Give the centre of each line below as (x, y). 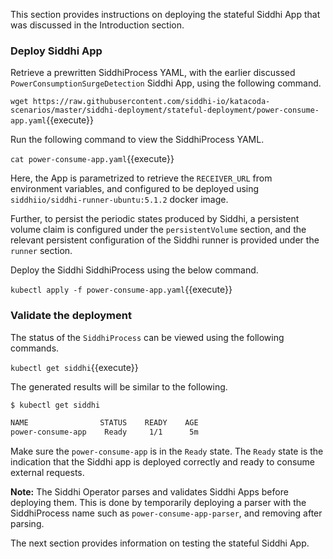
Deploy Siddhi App (56, 51)
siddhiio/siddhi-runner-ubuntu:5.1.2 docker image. (119, 200)
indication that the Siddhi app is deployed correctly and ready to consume (163, 462)
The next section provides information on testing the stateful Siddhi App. (160, 543)
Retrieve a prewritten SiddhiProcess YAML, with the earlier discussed (153, 73)
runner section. (41, 251)
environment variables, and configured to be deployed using (135, 189)
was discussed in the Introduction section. (97, 25)
